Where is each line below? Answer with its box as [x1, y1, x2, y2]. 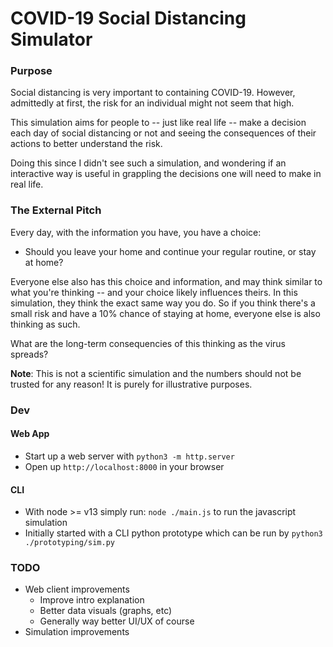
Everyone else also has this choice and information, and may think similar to [10, 275, 323, 287]
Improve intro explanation [39, 594, 145, 606]
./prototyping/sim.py [24, 538, 115, 548]
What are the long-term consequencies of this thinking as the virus [10, 337, 286, 349]
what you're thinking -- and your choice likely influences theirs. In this [10, 286, 298, 298]
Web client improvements [24, 583, 130, 596]
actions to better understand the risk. [10, 138, 163, 150]
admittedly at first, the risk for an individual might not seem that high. [10, 97, 295, 109]
